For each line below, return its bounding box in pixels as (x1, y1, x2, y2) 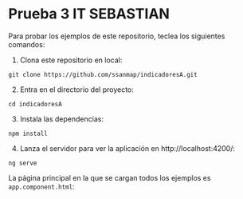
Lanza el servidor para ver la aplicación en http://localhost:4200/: (19, 143, 236, 153)
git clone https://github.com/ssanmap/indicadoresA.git (8, 70, 198, 78)
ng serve (8, 159, 37, 167)
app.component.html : (8, 181, 75, 191)
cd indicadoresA (8, 100, 62, 108)
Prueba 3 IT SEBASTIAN (8, 5, 170, 23)
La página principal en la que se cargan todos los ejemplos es (8, 173, 211, 182)
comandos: (8, 39, 45, 49)
